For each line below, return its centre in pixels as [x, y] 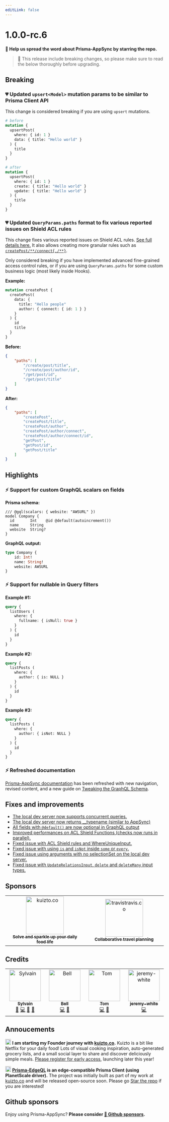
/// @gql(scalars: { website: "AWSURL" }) [50, 512]
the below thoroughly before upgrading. [59, 64]
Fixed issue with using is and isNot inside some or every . [71, 849]
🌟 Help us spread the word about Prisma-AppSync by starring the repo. [81, 49]
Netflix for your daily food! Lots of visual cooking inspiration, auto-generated [84, 1048]
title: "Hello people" [42, 304]
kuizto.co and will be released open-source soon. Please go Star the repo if [83, 1081]
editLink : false [22, 10]
